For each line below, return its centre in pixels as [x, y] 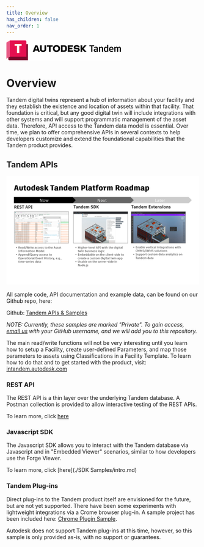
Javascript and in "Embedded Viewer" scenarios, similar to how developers [101, 452]
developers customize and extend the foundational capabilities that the [96, 139]
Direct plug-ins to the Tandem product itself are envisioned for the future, [99, 499]
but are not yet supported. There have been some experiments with [91, 505]
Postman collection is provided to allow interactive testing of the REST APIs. [102, 404]
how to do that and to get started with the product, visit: [76, 362]
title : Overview [27, 13]
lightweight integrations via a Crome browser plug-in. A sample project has [101, 512]
